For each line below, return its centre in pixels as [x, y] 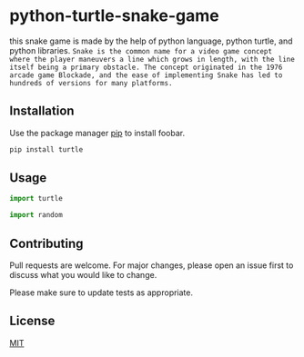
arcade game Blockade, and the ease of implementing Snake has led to [146, 75]
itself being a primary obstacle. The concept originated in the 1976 [146, 67]
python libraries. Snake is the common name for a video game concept [141, 50]
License [32, 321]
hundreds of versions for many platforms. [91, 83]
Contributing [46, 243]
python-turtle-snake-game [115, 16]
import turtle [36, 199]
